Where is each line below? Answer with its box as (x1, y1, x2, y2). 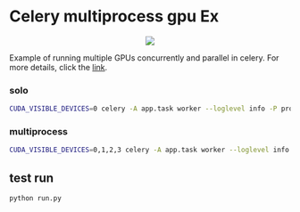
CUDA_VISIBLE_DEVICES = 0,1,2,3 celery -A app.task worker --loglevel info (9, 145, 290, 155)
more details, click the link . (9, 61, 108, 72)
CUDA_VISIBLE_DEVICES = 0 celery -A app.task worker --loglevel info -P (9, 104, 278, 113)
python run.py (9, 194, 62, 203)
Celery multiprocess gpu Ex (9, 6, 220, 27)
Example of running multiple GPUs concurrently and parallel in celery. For (9, 52, 279, 63)
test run (9, 170, 54, 185)
